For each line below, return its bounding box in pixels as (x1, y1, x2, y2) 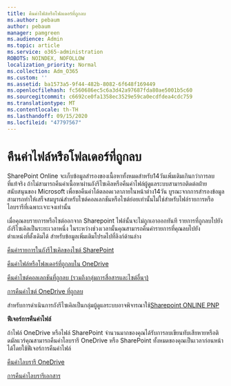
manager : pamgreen (7, 29, 60, 37)
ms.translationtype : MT (7, 100, 76, 107)
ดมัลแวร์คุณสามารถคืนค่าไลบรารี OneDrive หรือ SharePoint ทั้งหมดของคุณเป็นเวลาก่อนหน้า (7, 336, 224, 345)
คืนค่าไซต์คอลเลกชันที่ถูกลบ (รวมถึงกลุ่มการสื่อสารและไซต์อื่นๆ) (7, 274, 150, 282)
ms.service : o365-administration (7, 49, 103, 56)
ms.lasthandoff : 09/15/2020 (7, 112, 88, 119)
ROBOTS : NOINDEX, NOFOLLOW (7, 55, 85, 62)
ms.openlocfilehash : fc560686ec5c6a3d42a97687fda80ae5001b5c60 (7, 87, 193, 94)
